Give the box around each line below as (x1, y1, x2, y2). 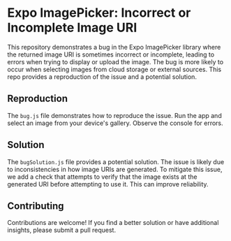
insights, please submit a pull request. (7, 226, 117, 235)
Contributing (7, 200, 64, 212)
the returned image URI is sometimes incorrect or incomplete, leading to (7, 50, 215, 59)
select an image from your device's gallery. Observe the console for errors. (7, 119, 223, 127)
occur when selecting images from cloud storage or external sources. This (7, 65, 222, 73)
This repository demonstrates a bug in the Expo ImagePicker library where (7, 43, 221, 51)
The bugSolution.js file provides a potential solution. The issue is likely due (7, 157, 225, 166)
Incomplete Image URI (7, 20, 137, 36)
